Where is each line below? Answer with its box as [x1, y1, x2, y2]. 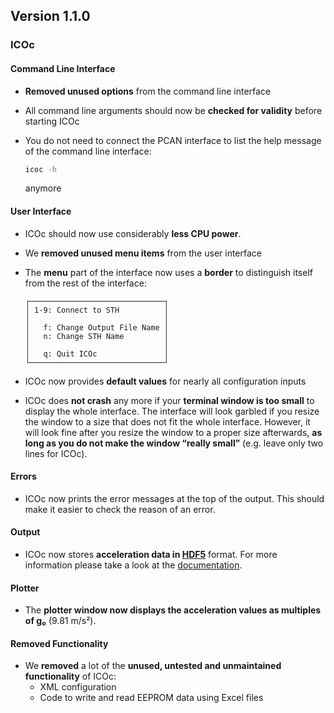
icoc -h [24, 164, 57, 174]
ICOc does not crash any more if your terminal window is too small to [24, 394, 315, 406]
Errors [10, 470, 37, 483]
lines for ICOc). [24, 447, 88, 459]
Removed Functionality [10, 637, 109, 649]
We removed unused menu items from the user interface [24, 247, 262, 259]
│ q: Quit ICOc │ [24, 349, 169, 359]
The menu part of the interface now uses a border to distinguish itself [24, 266, 313, 278]
